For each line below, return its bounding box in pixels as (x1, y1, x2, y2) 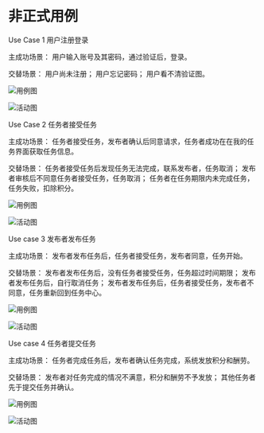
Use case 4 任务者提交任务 (8, 338, 97, 348)
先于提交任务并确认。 (8, 382, 78, 392)
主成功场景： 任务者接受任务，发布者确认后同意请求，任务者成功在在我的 (8, 136, 247, 146)
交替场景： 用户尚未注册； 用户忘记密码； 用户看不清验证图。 (8, 68, 209, 78)
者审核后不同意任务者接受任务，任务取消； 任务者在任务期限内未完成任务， (8, 173, 254, 183)
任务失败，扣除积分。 (8, 183, 78, 193)
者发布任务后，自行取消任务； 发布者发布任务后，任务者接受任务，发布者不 (8, 278, 254, 287)
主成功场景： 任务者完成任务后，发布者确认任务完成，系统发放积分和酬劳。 (8, 355, 254, 365)
